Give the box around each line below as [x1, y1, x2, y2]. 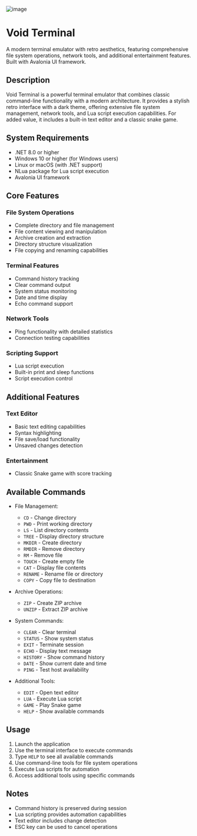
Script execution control [14, 375, 73, 382]
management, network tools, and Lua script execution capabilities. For [6, 110, 176, 117]
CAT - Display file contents [23, 564, 86, 571]
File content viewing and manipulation [14, 228, 107, 235]
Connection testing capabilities [14, 334, 90, 341]
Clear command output [14, 281, 71, 288]
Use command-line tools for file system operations [14, 759, 138, 766]
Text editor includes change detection [14, 817, 107, 824]
